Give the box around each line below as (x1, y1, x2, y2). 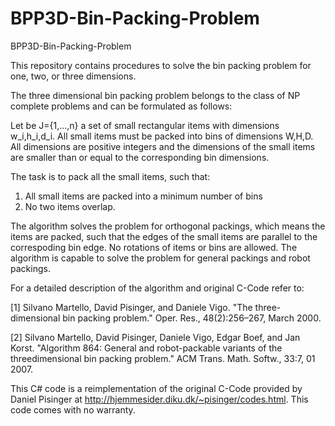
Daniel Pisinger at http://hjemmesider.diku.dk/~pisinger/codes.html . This (10, 393, 309, 405)
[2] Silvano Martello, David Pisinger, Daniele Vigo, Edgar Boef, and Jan (10, 331, 301, 343)
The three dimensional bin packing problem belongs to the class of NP (10, 89, 301, 101)
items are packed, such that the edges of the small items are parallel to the (10, 230, 318, 242)
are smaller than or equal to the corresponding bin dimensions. (10, 151, 270, 163)
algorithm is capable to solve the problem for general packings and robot (10, 252, 311, 264)
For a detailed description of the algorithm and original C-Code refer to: (10, 282, 305, 294)
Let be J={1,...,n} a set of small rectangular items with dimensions (10, 119, 280, 131)
